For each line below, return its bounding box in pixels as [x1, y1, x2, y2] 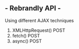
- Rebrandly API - [5, 4, 61, 13]
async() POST [12, 38, 42, 44]
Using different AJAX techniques [5, 17, 74, 23]
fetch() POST [12, 32, 41, 38]
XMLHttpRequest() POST [12, 27, 65, 33]
